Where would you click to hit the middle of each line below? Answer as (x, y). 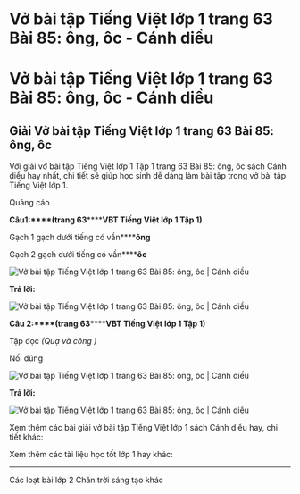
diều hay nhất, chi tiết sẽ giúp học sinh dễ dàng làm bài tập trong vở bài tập (148, 176)
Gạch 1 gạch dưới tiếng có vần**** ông (80, 238)
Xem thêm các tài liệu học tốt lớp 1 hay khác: (92, 455)
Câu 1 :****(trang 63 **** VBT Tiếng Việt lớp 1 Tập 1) (106, 220)
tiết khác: (26, 437)
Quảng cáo (30, 203)
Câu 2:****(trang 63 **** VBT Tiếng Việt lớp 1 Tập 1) (108, 324)
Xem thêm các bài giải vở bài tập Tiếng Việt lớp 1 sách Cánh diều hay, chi (144, 428)
